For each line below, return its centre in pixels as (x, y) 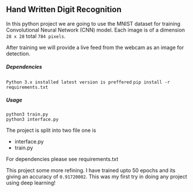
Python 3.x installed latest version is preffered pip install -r (88, 82)
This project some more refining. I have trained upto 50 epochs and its (91, 170)
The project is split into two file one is (51, 130)
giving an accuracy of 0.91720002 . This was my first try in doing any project (96, 176)
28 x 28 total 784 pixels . (36, 36)
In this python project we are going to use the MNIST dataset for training (93, 23)
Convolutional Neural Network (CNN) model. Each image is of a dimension (96, 30)
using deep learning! (31, 183)
